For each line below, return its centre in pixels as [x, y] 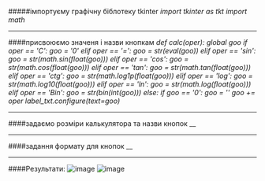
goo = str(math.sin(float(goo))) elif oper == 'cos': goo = [99, 59]
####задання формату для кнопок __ [71, 146]
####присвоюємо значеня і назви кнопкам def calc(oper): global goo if [128, 42]
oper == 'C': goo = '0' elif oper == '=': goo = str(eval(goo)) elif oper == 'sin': [132, 51]
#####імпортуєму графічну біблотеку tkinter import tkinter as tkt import [128, 11]
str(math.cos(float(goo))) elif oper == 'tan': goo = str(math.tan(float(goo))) [129, 67]
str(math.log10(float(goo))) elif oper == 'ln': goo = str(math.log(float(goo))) [130, 84]
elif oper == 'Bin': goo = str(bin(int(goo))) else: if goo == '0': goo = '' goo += [132, 92]
